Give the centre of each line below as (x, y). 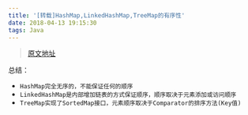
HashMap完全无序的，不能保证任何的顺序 (76, 87)
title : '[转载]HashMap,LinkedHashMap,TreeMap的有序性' (97, 15)
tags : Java (26, 30)
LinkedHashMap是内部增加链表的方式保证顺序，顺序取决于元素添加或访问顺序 (128, 95)
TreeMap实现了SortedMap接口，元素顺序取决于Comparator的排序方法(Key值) (130, 103)
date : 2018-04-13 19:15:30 (53, 23)
